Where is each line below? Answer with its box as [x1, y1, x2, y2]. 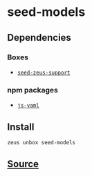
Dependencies [7, 32, 71, 43]
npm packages [7, 85, 59, 95]
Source [7, 158, 39, 170]
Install [7, 121, 35, 133]
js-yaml [17, 102, 39, 109]
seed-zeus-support [17, 69, 71, 76]
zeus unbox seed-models [7, 139, 76, 146]
